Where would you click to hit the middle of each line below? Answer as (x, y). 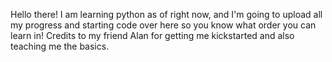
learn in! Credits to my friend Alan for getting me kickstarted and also (152, 35)
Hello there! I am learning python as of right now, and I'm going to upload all (166, 14)
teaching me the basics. (60, 46)
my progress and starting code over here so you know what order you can (163, 25)
